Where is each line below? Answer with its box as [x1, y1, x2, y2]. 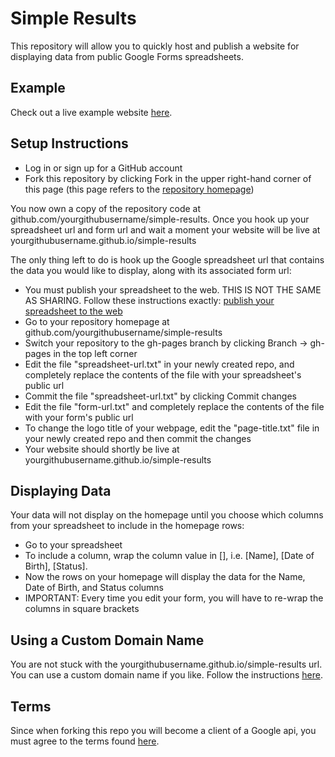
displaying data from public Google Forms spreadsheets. [10, 50, 244, 62]
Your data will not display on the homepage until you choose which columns [10, 509, 324, 521]
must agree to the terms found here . [10, 735, 160, 747]
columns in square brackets [24, 603, 140, 615]
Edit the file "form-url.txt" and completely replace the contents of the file [24, 400, 325, 412]
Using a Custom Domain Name [10, 632, 205, 649]
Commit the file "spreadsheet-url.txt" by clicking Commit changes [24, 390, 297, 402]
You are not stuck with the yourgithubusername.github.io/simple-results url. [10, 658, 323, 671]
